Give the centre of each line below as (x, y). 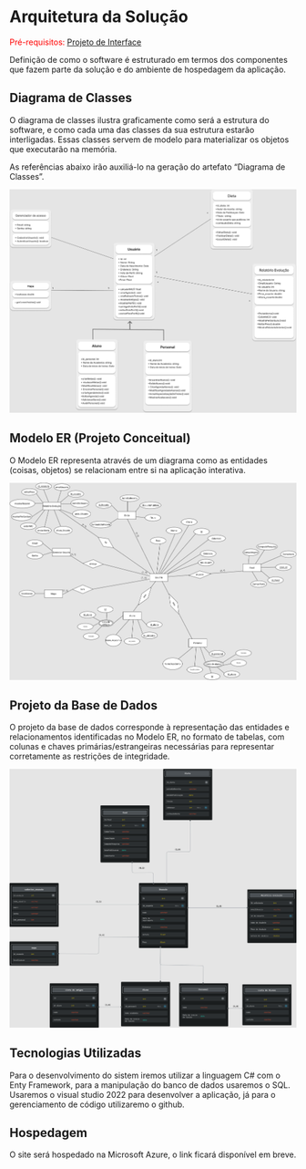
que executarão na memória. (63, 149)
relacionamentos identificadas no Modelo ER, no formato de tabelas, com (147, 737)
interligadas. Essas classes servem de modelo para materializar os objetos (149, 140)
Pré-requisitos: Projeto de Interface (76, 42)
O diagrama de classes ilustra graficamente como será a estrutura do (140, 119)
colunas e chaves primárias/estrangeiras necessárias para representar (142, 747)
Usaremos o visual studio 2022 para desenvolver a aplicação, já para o (143, 1094)
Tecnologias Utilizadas (76, 1054)
